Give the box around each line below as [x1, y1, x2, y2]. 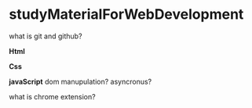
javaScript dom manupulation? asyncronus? [9, 77, 152, 86]
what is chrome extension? [9, 92, 97, 101]
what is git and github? [9, 31, 82, 41]
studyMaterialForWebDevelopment [9, 5, 244, 23]
